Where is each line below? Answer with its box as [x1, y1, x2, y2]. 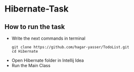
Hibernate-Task [4, 3, 69, 14]
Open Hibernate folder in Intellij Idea [11, 58, 84, 63]
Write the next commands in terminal [11, 35, 85, 41]
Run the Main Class [11, 63, 50, 68]
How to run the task [4, 23, 65, 31]
